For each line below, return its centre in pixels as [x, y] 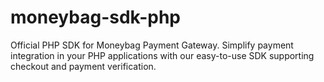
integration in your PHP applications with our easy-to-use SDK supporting [162, 55]
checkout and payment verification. [83, 66]
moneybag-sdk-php [96, 17]
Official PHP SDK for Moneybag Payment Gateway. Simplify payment [152, 45]
